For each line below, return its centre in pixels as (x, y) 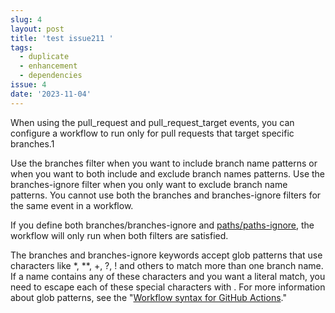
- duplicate (44, 57)
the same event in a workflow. (72, 205)
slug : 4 (26, 19)
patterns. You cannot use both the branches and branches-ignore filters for (166, 195)
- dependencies (51, 76)
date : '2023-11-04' (51, 94)
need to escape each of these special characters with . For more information (168, 287)
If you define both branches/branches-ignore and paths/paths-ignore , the (162, 225)
